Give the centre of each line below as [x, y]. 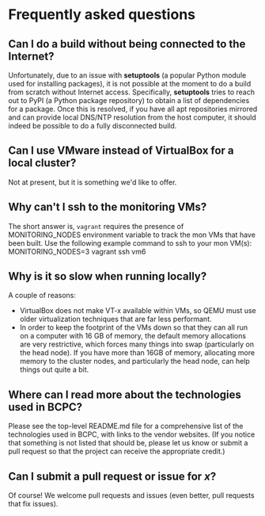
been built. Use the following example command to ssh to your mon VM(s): [130, 243]
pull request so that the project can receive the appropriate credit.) [117, 451]
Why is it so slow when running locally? [108, 276]
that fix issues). [33, 504]
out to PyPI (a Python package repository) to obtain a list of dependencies [129, 100]
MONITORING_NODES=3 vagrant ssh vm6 [77, 251]
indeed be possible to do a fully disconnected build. [93, 126]
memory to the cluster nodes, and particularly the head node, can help [135, 361]
